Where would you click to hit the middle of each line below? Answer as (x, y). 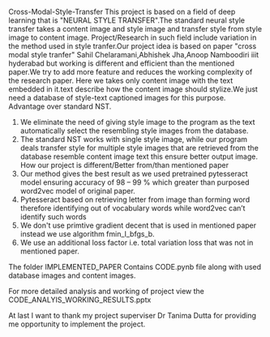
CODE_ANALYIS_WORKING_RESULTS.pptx (80, 300)
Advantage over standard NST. (60, 106)
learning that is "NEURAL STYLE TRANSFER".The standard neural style (127, 20)
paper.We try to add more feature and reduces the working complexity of (131, 72)
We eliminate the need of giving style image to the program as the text (137, 122)
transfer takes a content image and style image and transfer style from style (135, 29)
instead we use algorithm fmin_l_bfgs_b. (88, 234)
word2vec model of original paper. (77, 191)
